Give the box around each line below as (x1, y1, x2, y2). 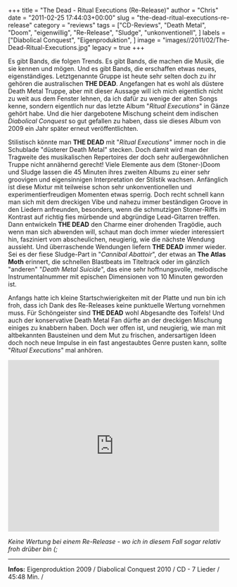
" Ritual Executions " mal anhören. (8, 346, 104, 354)
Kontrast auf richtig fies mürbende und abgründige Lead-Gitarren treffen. (8, 213, 221, 221)
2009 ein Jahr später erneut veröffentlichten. (8, 125, 139, 132)
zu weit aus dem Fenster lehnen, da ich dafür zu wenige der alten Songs (8, 94, 218, 103)
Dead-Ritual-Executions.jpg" (8, 44, 91, 51)
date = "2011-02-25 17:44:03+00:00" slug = (8, 13, 136, 22)
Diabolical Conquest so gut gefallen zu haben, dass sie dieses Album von (8, 117, 221, 125)
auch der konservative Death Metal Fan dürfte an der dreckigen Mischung (8, 316, 222, 324)
